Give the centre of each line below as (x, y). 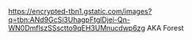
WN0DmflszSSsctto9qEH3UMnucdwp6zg (77, 28)
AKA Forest (165, 28)
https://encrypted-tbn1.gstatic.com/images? (80, 11)
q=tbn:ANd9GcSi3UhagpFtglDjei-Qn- (69, 20)
